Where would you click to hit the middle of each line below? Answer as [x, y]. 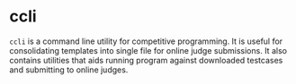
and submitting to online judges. [69, 70]
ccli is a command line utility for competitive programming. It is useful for [146, 41]
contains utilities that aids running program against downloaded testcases [146, 60]
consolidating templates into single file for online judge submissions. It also [148, 50]
